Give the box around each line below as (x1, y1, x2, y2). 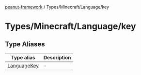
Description (43, 54, 71, 61)
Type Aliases (5, 40, 45, 48)
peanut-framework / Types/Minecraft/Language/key (5, 4, 110, 10)
